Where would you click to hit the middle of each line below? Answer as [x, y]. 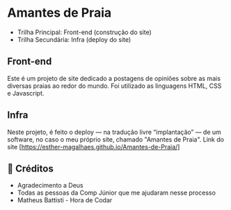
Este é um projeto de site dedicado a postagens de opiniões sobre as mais [114, 78]
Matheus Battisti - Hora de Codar [65, 200]
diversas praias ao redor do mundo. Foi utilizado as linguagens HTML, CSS [114, 86]
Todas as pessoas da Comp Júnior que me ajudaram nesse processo [116, 193]
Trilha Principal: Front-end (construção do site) [84, 32]
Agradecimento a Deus [50, 186]
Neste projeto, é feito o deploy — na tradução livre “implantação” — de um [114, 132]
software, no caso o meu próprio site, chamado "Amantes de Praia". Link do [116, 139]
